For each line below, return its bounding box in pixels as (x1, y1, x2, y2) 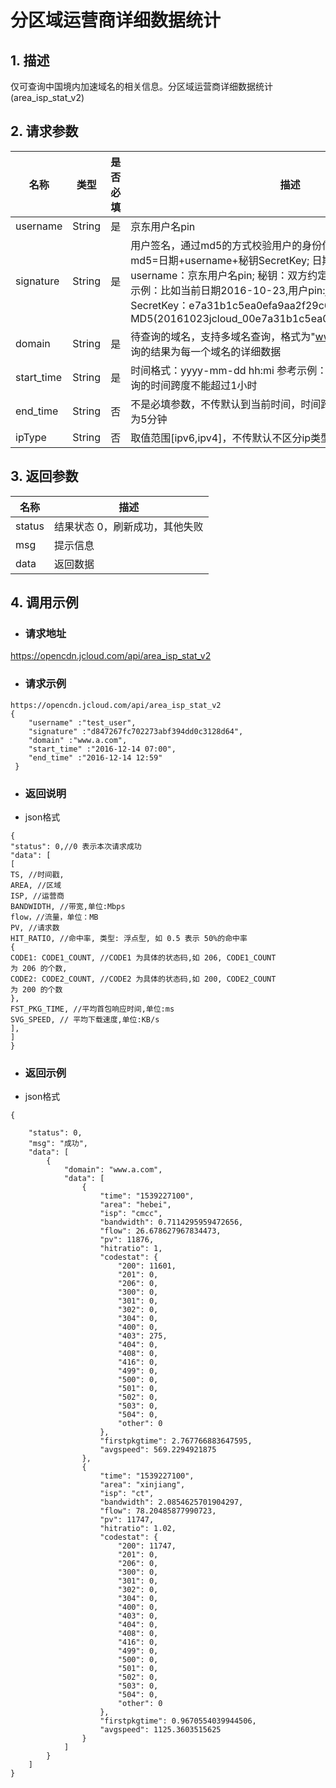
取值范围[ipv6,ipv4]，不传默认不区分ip (130, 431, 312, 445)
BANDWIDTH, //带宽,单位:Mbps (10, 901, 126, 911)
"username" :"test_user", (28, 717, 137, 728)
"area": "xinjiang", (99, 1480, 186, 1490)
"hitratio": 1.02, (99, 1524, 177, 1534)
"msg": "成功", (28, 1139, 89, 1149)
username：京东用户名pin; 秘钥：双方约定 (130, 268, 328, 282)
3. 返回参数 (10, 468, 79, 485)
